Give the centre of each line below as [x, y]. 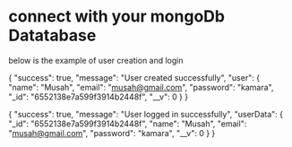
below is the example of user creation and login [96, 60]
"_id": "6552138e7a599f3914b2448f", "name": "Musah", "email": [128, 124]
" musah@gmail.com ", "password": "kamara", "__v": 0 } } [112, 133]
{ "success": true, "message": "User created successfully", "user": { [134, 77]
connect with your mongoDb [117, 17]
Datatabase [52, 35]
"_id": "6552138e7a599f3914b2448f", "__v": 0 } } [99, 97]
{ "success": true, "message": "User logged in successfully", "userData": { [146, 114]
